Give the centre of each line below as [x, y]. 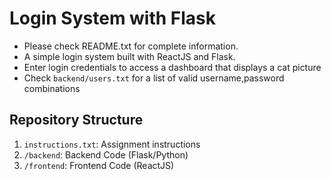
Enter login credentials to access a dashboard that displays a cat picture [172, 67]
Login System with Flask [113, 18]
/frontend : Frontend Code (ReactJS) [99, 165]
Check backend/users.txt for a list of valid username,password [154, 78]
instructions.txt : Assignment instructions [112, 144]
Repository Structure [76, 120]
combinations [52, 88]
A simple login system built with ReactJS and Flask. [129, 56]
